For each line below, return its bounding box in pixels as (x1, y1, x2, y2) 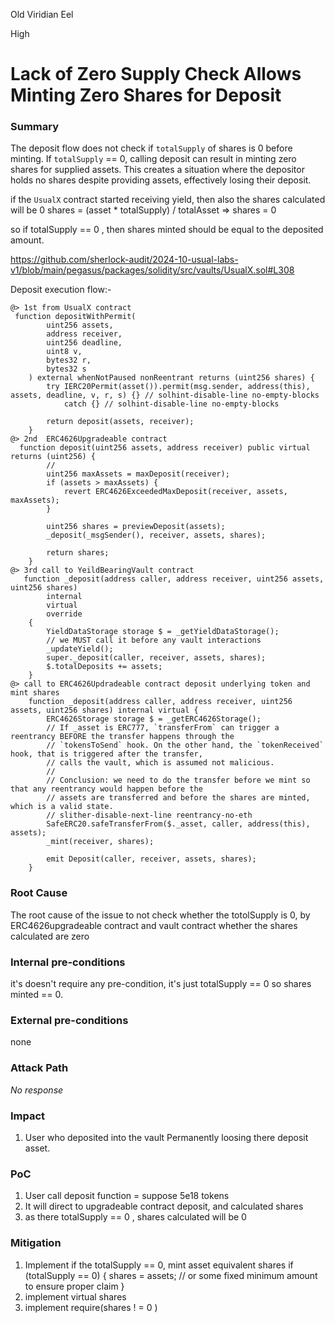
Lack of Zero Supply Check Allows (10, 63, 302, 86)
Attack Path (10, 1061, 69, 1075)
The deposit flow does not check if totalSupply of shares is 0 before (10, 142, 293, 154)
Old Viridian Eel (10, 9, 74, 20)
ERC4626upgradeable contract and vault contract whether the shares (10, 919, 298, 931)
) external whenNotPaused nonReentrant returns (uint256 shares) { (28, 373, 315, 383)
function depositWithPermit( (14, 312, 137, 322)
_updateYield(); (46, 644, 114, 654)
